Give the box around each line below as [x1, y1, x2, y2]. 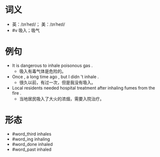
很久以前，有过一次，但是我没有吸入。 [19, 79, 96, 85]
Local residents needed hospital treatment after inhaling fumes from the [12, 85, 156, 91]
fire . [12, 90, 22, 96]
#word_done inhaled [12, 141, 53, 147]
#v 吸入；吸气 [12, 27, 40, 33]
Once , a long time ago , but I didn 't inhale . [12, 74, 99, 79]
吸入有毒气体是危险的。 [19, 68, 66, 74]
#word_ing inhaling [12, 136, 50, 142]
